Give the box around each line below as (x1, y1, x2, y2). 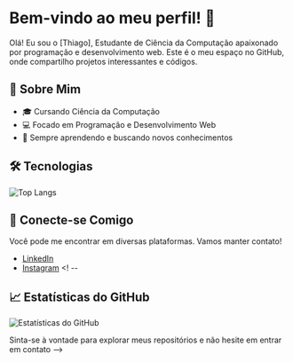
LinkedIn (21, 253, 54, 264)
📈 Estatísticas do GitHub (9, 289, 150, 304)
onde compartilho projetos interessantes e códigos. (9, 56, 198, 67)
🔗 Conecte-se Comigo (9, 212, 134, 227)
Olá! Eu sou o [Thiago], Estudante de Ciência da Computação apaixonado (9, 37, 279, 48)
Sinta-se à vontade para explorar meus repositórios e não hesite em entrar (9, 334, 282, 345)
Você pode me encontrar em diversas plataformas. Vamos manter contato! (9, 236, 282, 247)
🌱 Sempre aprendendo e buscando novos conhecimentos (21, 132, 234, 143)
